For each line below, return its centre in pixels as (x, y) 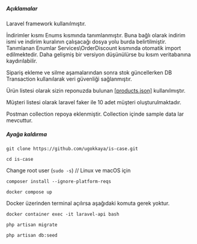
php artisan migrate (32, 225)
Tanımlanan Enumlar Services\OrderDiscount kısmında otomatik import (94, 48)
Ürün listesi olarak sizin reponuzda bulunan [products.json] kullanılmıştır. (96, 90)
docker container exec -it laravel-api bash (63, 214)
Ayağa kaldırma (26, 134)
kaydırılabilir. (22, 61)
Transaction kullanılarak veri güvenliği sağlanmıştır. (69, 79)
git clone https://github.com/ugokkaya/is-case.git (72, 149)
